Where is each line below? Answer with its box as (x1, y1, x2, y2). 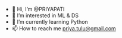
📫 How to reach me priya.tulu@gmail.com (11, 25, 116, 32)
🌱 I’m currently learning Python (11, 18, 88, 25)
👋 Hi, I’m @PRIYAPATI (11, 6, 65, 12)
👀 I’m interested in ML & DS (11, 12, 79, 19)
